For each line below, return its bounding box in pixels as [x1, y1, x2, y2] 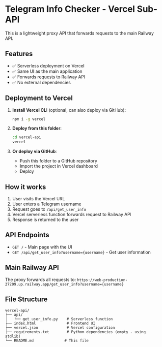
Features [5, 50, 33, 58]
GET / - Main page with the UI [12, 244, 73, 250]
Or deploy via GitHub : [12, 149, 57, 155]
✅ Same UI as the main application [12, 68, 82, 74]
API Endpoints [5, 231, 50, 239]
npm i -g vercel [12, 117, 46, 122]
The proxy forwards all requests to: [5, 277, 76, 283]
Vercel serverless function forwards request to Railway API [12, 212, 132, 217]
